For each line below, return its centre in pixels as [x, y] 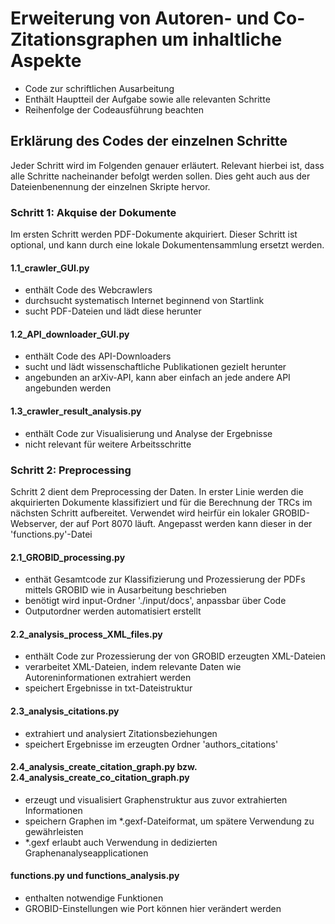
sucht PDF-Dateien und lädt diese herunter [113, 311]
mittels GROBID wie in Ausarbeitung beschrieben [125, 590]
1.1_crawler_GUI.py [50, 268]
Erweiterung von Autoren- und [140, 18]
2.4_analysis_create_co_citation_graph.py [100, 778]
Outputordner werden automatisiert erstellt [113, 611]
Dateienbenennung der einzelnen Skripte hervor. [110, 186]
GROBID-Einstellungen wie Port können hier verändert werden [153, 908]
